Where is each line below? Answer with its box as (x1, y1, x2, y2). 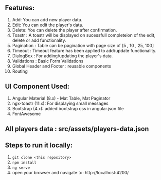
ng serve (12, 165, 30, 170)
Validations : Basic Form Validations (12, 58, 84, 64)
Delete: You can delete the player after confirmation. (12, 27, 117, 33)
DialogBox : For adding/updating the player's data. (12, 53, 113, 59)
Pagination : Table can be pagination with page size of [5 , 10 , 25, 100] (12, 42, 154, 48)
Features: (5, 4, 35, 12)
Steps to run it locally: (5, 141, 73, 149)
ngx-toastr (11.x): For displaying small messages (12, 100, 108, 106)
